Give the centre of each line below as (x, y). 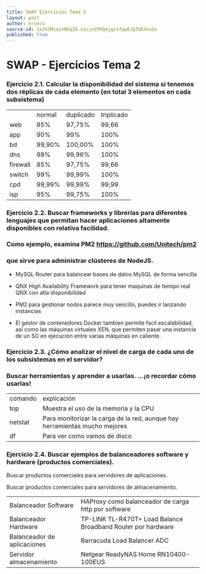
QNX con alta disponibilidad (50, 292)
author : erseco (26, 23)
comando (23, 398)
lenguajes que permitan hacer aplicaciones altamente (88, 220)
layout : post (23, 18)
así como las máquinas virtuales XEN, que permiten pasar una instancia (105, 329)
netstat (19, 422)
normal (47, 115)
